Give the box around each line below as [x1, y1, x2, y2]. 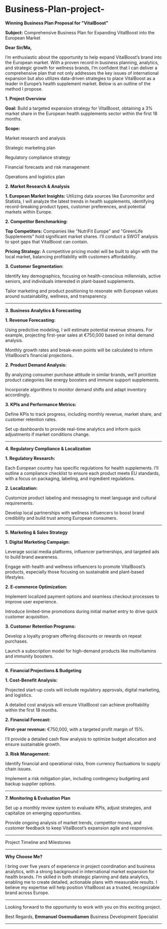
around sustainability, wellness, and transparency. [5, 293, 108, 299]
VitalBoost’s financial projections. [5, 352, 73, 358]
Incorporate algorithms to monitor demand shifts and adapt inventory [5, 386, 147, 392]
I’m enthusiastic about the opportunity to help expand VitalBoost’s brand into [5, 54, 162, 60]
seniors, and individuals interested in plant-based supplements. [5, 278, 135, 284]
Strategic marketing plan [5, 144, 56, 150]
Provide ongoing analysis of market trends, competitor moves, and [5, 819, 142, 825]
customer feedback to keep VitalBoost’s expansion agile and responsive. [5, 825, 154, 831]
